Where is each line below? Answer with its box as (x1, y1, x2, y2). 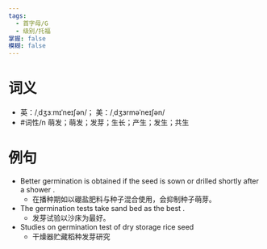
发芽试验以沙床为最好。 (31, 213, 111, 222)
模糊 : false (8, 42, 46, 50)
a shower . (19, 185, 56, 194)
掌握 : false (8, 34, 46, 43)
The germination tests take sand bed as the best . (19, 204, 186, 213)
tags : (8, 11, 27, 20)
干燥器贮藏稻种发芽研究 (31, 232, 111, 241)
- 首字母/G (15, 19, 48, 27)
